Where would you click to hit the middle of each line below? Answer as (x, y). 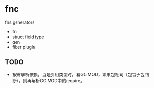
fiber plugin (24, 47)
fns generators (20, 22)
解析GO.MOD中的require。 (58, 80)
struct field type (28, 37)
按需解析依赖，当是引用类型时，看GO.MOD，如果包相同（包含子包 (78, 74)
